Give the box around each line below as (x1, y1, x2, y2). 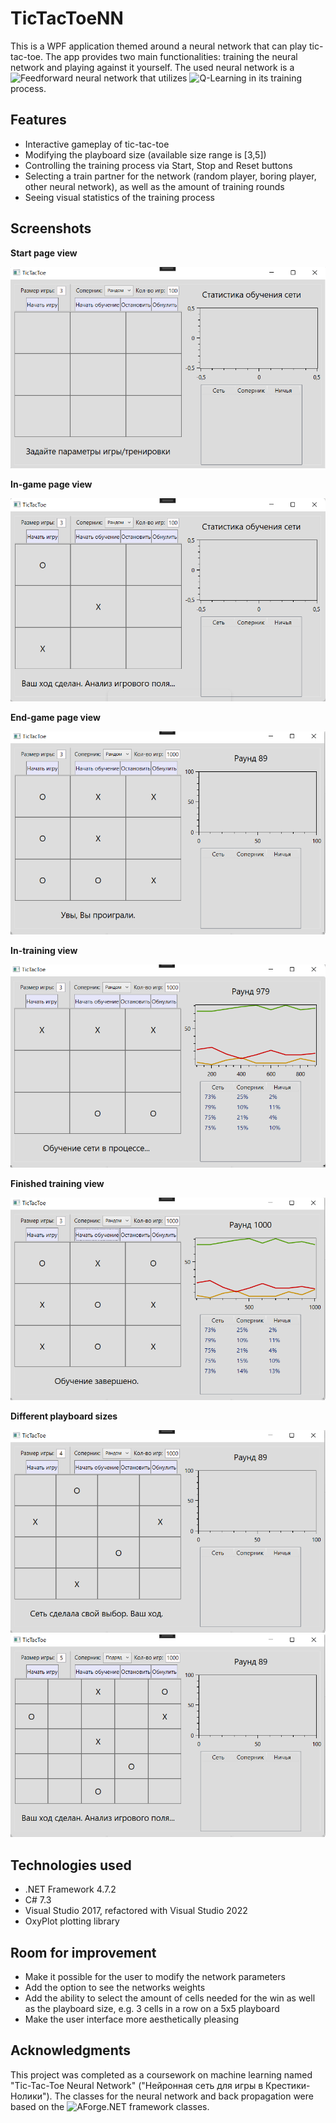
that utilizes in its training (139, 72, 302, 84)
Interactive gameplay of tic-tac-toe (24, 138, 170, 150)
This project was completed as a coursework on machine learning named (10, 2068, 313, 2081)
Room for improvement (10, 1944, 157, 1961)
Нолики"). (10, 2090, 53, 2102)
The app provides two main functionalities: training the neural (44, 50, 298, 62)
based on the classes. (10, 2100, 210, 2112)
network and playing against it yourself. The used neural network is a (10, 61, 295, 73)
